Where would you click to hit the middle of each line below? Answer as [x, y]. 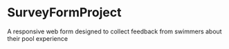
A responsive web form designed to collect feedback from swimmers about [115, 31]
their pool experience [37, 38]
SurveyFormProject [64, 13]
